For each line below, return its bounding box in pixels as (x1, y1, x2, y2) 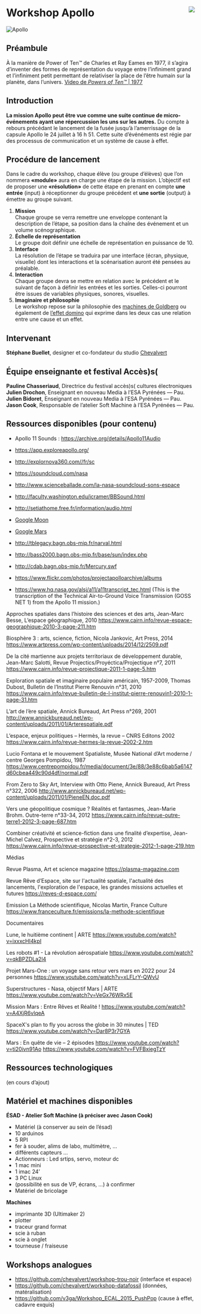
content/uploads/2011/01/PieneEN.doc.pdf (6, 793, 111, 801)
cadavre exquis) (14, 1301, 55, 1309)
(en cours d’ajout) (6, 1078, 50, 1086)
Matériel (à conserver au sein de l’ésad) (14, 1123, 112, 1130)
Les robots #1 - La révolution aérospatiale (6, 949, 109, 956)
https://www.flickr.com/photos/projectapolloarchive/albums (14, 574, 163, 581)
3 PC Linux (14, 1174, 42, 1181)
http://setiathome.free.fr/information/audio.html (14, 504, 132, 512)
